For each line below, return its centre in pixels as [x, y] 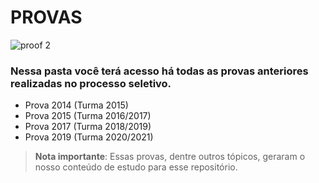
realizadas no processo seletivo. [91, 83]
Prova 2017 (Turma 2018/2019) [88, 127]
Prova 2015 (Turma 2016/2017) [88, 116]
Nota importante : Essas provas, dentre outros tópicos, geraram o [170, 157]
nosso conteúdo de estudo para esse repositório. [136, 167]
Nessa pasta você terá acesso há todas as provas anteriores [159, 71]
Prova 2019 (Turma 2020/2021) [89, 137]
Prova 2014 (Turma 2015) [76, 105]
